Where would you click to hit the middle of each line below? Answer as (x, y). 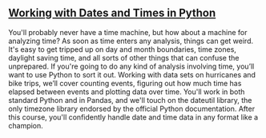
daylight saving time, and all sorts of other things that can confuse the (124, 57)
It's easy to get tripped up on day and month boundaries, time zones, (122, 49)
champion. (26, 125)
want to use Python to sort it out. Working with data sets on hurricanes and (132, 74)
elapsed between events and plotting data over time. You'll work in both (127, 92)
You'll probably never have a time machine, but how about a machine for (128, 32)
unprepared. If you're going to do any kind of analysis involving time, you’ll (131, 66)
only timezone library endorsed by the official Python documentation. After (131, 108)
